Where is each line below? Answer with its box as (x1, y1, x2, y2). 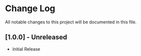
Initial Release (12, 46, 41, 52)
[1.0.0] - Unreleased (5, 33, 68, 41)
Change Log (5, 3, 55, 14)
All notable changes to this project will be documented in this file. (5, 19, 137, 25)
